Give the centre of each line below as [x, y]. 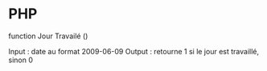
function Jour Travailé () [48, 36]
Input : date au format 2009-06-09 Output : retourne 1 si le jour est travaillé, [134, 51]
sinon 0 [21, 60]
